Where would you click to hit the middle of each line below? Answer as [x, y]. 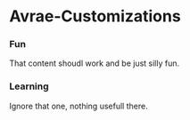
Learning [29, 86]
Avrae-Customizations [95, 16]
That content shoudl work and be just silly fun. [95, 63]
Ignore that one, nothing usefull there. [79, 106]
